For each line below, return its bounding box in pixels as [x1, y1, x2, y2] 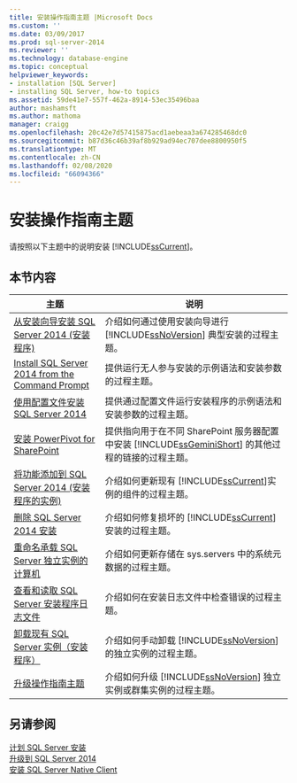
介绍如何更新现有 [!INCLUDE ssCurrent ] [104, 475, 268, 487]
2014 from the [13, 368, 75, 380]
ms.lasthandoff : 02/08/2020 [9, 161, 113, 170]
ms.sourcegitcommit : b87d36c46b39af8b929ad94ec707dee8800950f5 [9, 136, 247, 145]
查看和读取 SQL [13, 585, 78, 596]
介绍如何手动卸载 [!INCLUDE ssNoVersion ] [104, 634, 279, 647]
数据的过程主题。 [104, 562, 177, 573]
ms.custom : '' [9, 21, 62, 30]
